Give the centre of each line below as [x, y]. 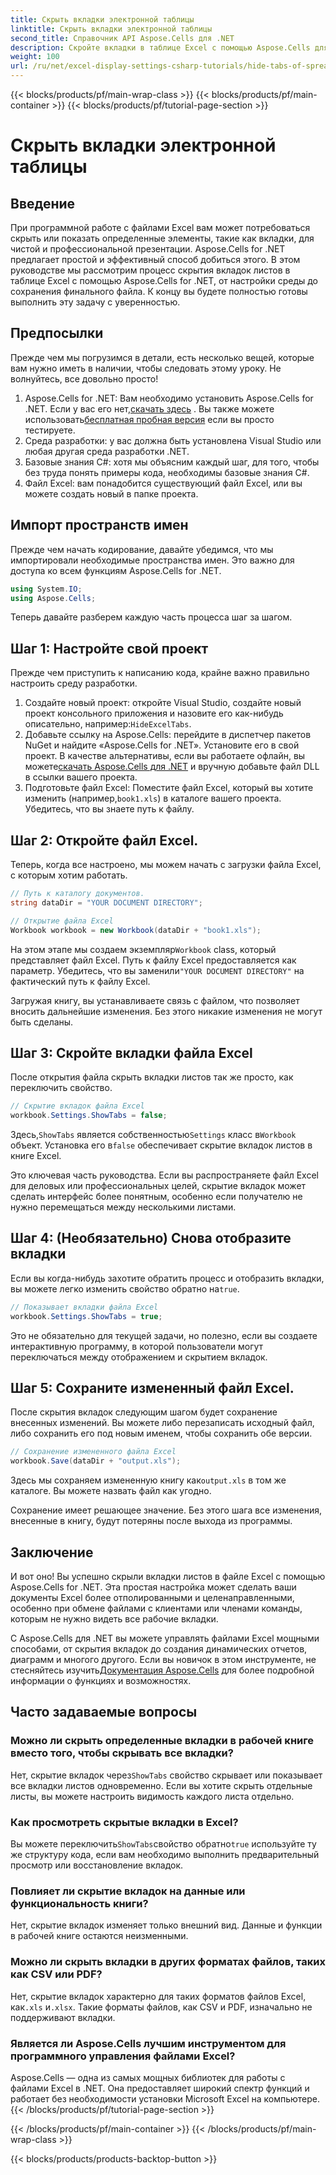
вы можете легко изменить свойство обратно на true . [125, 1288]
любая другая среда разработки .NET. [107, 451]
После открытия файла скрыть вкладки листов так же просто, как [152, 1077]
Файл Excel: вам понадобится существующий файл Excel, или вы [163, 483]
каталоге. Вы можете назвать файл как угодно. [111, 1491]
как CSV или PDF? [56, 1974]
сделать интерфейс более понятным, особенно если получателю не [156, 1197]
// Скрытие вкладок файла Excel [77, 1106]
